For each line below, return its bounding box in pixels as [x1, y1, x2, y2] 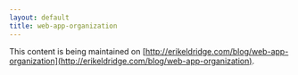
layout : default [9, 12, 70, 22]
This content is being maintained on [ [9, 46, 146, 56]
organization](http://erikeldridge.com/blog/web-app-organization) [9, 55, 252, 66]
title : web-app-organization [9, 21, 118, 30]
